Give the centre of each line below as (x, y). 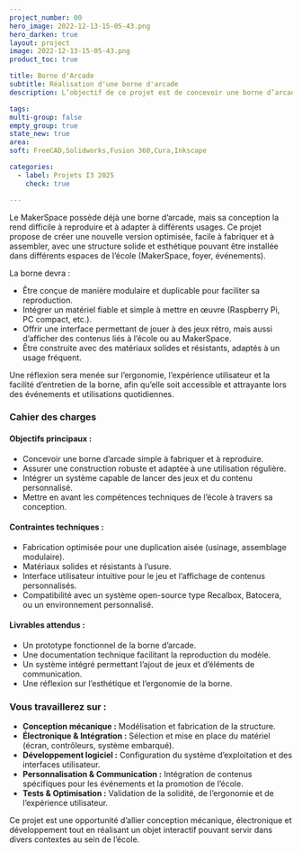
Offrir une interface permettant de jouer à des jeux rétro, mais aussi (147, 329)
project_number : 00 (46, 18)
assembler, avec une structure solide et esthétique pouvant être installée (144, 246)
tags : (19, 109)
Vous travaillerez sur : (58, 706)
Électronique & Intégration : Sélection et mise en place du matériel (147, 736)
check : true (48, 184)
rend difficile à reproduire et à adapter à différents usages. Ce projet (136, 227)
